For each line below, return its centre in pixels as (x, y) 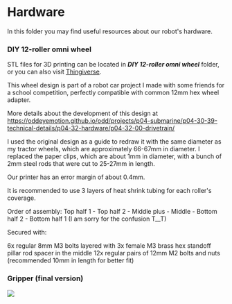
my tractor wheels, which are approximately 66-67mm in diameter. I (104, 149)
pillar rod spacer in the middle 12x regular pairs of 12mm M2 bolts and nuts (114, 253)
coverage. (21, 198)
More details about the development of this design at (82, 113)
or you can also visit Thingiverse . (54, 72)
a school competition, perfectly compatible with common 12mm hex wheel (113, 93)
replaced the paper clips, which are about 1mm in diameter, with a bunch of (115, 156)
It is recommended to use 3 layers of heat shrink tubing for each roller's (109, 191)
